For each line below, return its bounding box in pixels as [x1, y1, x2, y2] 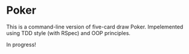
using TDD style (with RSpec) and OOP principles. [6, 29, 131, 36]
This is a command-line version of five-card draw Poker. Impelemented [6, 23, 184, 30]
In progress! [6, 41, 36, 48]
